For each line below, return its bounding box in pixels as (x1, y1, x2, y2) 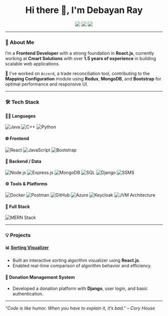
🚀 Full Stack (5, 203, 30, 209)
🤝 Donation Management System (5, 274, 75, 280)
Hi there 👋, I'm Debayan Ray (25, 4, 143, 16)
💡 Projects (5, 232, 31, 239)
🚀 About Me (5, 38, 34, 45)
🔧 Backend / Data (5, 158, 41, 164)
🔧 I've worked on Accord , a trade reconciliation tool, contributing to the (5, 70, 150, 76)
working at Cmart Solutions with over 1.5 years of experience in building (5, 55, 156, 61)
